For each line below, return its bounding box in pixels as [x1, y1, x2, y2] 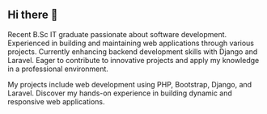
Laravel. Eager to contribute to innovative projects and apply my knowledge [7, 55, 260, 65]
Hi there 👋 [7, 8, 58, 22]
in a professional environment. [7, 64, 108, 74]
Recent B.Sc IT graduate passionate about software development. [7, 29, 227, 39]
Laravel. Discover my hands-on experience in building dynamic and [7, 88, 232, 98]
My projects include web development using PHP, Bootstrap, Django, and [7, 79, 252, 89]
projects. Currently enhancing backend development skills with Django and [7, 46, 258, 57]
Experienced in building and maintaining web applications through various [7, 38, 254, 48]
